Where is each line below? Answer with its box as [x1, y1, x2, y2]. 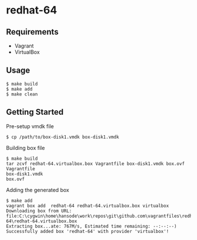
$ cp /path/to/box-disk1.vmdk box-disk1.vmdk [6, 134, 119, 140]
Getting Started [6, 107, 64, 117]
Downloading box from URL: [6, 208, 72, 214]
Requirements [6, 27, 59, 37]
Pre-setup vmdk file [6, 122, 54, 129]
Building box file [6, 144, 45, 151]
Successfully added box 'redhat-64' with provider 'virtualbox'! [6, 228, 169, 234]
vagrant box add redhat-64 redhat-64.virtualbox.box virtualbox [6, 203, 169, 208]
